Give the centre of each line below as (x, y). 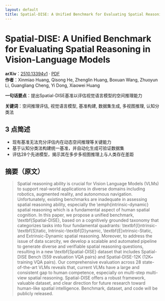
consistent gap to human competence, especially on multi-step (81, 273)
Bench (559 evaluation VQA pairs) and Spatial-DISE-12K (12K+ (91, 257)
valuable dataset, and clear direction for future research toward (81, 283)
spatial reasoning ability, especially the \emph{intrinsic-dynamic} (83, 204)
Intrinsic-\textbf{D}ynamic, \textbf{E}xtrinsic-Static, (100, 231)
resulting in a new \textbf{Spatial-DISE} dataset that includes (79, 252)
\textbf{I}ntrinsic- (139, 226)
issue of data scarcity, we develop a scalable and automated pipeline (87, 241)
